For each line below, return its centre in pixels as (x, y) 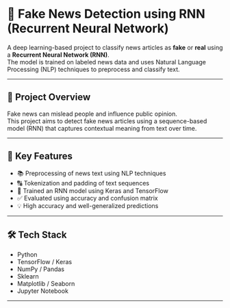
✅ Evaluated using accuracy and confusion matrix (88, 198)
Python (27, 255)
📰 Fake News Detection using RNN (106, 14)
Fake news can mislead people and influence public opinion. (92, 114)
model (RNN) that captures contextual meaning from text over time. (102, 128)
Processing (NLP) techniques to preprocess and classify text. (93, 69)
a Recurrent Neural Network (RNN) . (58, 55)
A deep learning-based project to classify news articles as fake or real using (115, 47)
